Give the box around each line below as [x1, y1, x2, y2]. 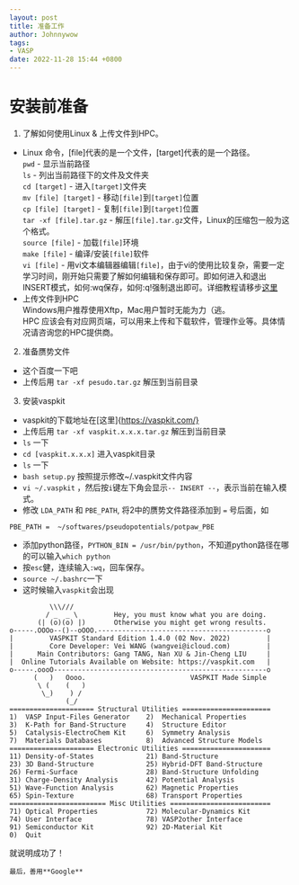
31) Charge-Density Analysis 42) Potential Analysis [9, 775, 235, 784]
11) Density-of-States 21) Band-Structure [9, 752, 219, 761]
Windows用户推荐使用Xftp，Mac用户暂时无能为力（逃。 [22, 304, 231, 315]
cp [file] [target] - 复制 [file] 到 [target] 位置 [22, 203, 199, 214]
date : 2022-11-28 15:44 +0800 [9, 55, 123, 64]
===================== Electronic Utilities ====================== [9, 744, 271, 753]
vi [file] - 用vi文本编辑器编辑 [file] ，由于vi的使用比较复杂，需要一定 [22, 259, 286, 270]
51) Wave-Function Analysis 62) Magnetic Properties [9, 783, 240, 792]
